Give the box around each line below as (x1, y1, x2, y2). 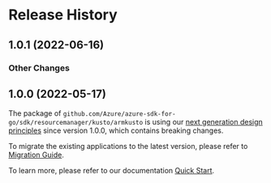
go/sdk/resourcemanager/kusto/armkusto (8, 119, 144, 127)
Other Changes (8, 62, 71, 74)
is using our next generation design (144, 117, 264, 127)
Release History (8, 6, 118, 24)
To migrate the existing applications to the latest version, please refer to (8, 142, 248, 151)
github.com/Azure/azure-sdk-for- (62, 110, 176, 118)
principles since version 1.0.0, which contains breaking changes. (8, 126, 224, 135)
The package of (8, 109, 62, 118)
